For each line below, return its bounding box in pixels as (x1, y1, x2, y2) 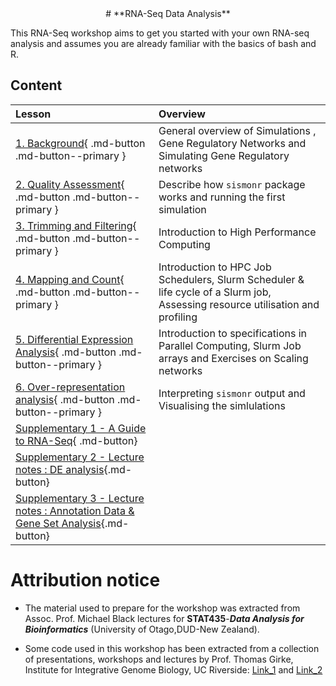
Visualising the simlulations (158, 398, 286, 412)
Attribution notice (10, 569, 161, 591)
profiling (158, 310, 198, 324)
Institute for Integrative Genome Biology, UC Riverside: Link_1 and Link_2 (24, 663, 323, 676)
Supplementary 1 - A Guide (15, 421, 147, 435)
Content (10, 77, 63, 94)
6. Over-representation (15, 380, 126, 394)
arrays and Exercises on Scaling (158, 351, 309, 365)
